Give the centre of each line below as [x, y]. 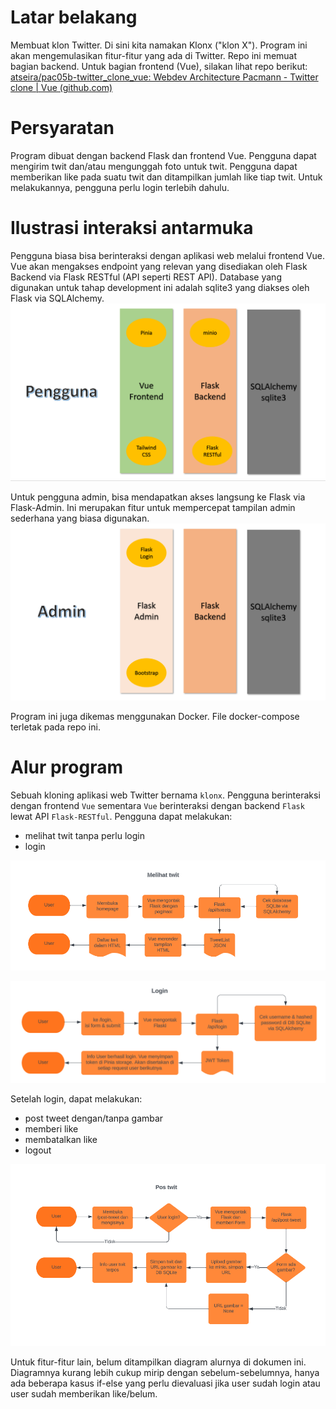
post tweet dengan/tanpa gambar [94, 1118]
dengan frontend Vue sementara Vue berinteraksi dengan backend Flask [157, 805]
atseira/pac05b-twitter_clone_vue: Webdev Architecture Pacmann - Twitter [164, 77]
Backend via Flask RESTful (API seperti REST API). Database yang [146, 277]
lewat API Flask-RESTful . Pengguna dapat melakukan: [121, 816]
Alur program [67, 767]
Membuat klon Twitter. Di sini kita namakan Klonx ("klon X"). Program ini [159, 45]
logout [38, 1150]
